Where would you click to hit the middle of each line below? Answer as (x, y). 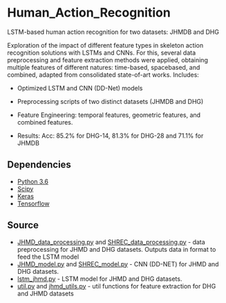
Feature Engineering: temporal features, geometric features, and (109, 115)
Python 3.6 (32, 181)
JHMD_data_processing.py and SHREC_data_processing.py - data (111, 242)
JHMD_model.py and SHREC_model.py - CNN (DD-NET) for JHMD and (118, 264)
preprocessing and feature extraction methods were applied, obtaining (108, 59)
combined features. (45, 122)
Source (23, 225)
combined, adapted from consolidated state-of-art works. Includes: (103, 75)
